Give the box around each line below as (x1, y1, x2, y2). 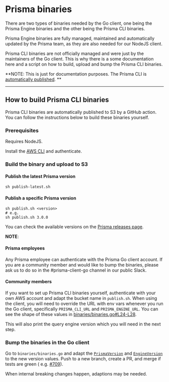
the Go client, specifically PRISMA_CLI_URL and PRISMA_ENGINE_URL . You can (5, 306, 158, 312)
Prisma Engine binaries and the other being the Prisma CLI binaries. (5, 25, 145, 31)
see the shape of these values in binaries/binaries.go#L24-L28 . (5, 311, 137, 317)
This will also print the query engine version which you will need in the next (5, 321, 161, 327)
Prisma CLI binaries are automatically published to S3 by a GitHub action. (5, 109, 157, 115)
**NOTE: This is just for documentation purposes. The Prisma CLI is (5, 71, 147, 77)
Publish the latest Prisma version (5, 173, 75, 179)
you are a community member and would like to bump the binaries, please (5, 262, 159, 268)
